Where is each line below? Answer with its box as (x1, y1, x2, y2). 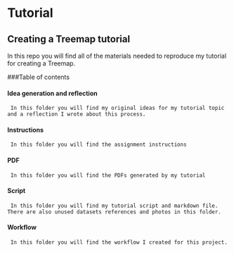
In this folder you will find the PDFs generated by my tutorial (10, 171, 206, 179)
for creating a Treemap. (7, 59, 76, 68)
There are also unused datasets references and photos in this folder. (7, 208, 221, 216)
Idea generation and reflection (7, 89, 98, 97)
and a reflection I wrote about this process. (7, 111, 146, 118)
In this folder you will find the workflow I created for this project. (10, 239, 228, 246)
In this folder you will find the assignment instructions (10, 141, 188, 149)
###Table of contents (7, 73, 70, 81)
